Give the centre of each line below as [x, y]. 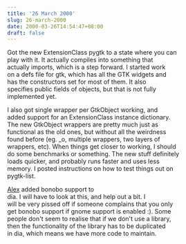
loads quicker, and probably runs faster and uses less [84, 161]
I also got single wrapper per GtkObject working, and [83, 110]
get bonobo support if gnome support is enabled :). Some [89, 212]
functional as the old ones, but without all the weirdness [87, 132]
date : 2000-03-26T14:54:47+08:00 [55, 26]
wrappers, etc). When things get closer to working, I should [92, 147]
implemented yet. [32, 97]
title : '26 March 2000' [41, 13]
